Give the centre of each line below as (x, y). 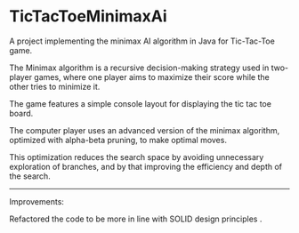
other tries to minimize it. (55, 86)
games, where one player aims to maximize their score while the (152, 76)
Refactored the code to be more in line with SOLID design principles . (136, 219)
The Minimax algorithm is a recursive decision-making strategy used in (139, 68)
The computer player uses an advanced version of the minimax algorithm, (145, 130)
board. (21, 113)
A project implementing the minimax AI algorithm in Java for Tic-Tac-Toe (142, 41)
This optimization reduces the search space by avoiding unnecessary (137, 157)
